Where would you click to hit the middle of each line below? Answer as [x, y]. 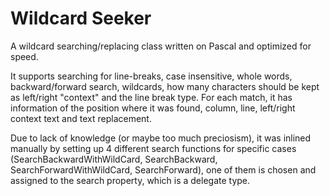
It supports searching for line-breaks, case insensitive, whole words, [151, 76]
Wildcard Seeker [81, 18]
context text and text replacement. [81, 118]
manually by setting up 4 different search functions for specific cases [153, 148]
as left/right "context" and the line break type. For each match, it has [151, 97]
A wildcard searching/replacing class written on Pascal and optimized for [161, 46]
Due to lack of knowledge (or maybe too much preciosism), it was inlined [161, 138]
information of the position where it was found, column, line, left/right [153, 108]
